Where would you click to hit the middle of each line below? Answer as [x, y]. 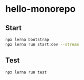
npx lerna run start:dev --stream [42, 44]
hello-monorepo [40, 9]
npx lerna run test [26, 72]
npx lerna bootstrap [27, 39]
